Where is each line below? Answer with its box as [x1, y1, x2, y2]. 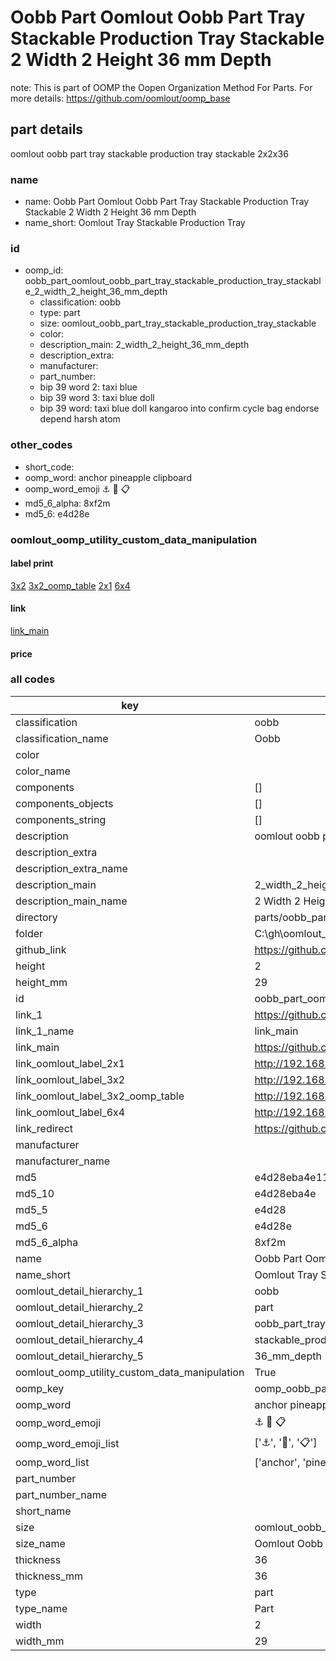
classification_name [15, 731, 109, 745]
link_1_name [15, 1024, 75, 1038]
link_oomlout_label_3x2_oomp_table [15, 1089, 185, 1103]
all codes [10, 672, 56, 686]
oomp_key [15, 1381, 65, 1395]
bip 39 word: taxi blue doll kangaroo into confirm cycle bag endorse [39, 402, 320, 415]
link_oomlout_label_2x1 [15, 1056, 126, 1070]
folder [15, 926, 44, 940]
